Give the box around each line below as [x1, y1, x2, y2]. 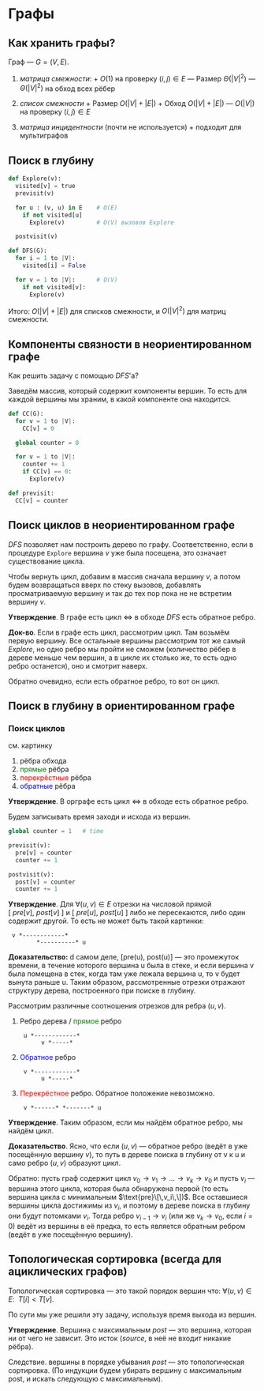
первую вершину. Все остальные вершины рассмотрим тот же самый [8, 635, 246, 645]
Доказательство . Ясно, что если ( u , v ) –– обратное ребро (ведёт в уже [8, 1141, 248, 1151]
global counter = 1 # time [8, 827, 104, 835]
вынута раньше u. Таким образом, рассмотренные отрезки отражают [8, 978, 246, 987]
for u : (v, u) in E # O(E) [15, 203, 118, 212]
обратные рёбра [19, 782, 76, 791]
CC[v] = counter [15, 496, 69, 504]
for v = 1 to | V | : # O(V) [15, 276, 118, 284]
